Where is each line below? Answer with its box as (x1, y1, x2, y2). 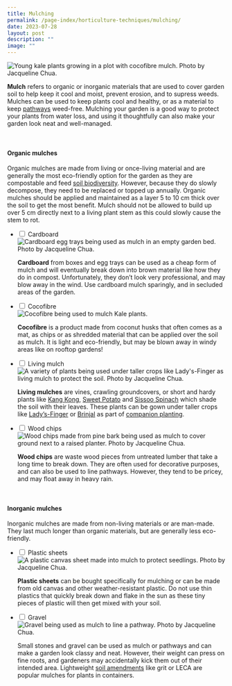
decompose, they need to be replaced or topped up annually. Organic (7, 186, 206, 195)
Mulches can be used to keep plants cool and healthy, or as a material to (7, 97, 214, 105)
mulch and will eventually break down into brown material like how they (17, 266, 221, 275)
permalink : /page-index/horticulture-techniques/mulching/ (7, 17, 181, 24)
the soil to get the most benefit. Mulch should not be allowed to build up (7, 201, 213, 209)
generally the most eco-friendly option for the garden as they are (7, 172, 193, 180)
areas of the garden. (17, 288, 76, 296)
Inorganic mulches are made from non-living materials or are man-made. (7, 519, 215, 528)
